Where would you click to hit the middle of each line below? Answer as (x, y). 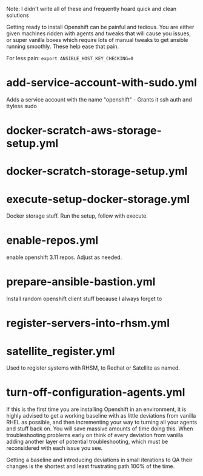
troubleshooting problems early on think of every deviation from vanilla (95, 435)
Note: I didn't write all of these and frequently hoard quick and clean (92, 9)
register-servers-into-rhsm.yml (88, 323)
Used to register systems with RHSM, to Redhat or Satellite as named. (93, 368)
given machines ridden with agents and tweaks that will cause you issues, (98, 33)
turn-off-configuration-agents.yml (96, 392)
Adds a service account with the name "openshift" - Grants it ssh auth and (99, 99)
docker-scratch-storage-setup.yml (97, 171)
